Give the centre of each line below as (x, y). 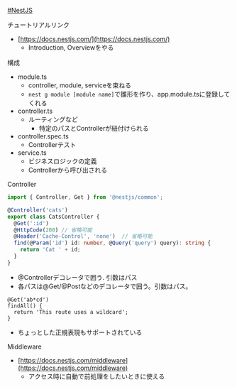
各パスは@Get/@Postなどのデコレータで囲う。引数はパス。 (105, 286)
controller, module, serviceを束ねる (80, 85)
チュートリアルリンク (38, 25)
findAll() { (25, 306)
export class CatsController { (54, 217)
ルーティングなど (53, 119)
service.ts (32, 153)
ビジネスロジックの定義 (62, 161)
